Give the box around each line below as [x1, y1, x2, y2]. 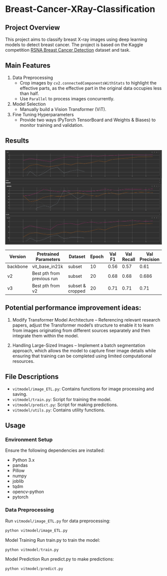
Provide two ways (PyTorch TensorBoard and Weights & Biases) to [19, 117, 156, 123]
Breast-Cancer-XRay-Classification [5, 3, 156, 15]
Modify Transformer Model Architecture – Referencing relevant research [12, 317, 161, 323]
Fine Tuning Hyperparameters [12, 111, 74, 117]
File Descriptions [5, 373, 59, 381]
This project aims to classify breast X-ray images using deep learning [5, 36, 148, 42]
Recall [122, 256, 135, 262]
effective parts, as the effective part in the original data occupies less [19, 85, 162, 91]
